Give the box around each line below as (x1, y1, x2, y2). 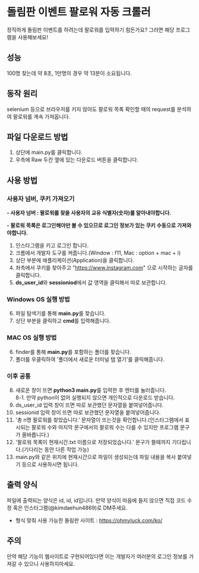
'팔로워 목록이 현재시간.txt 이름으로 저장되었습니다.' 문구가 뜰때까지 (15, 438, 171, 445)
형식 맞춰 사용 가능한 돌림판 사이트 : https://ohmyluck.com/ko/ (15, 517, 163, 524)
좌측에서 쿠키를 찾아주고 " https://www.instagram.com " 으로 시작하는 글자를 (15, 264, 194, 271)
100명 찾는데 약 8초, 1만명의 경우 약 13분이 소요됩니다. (7, 69, 132, 77)
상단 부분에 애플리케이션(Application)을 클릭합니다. (15, 257, 135, 264)
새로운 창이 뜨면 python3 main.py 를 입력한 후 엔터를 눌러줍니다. (15, 387, 166, 394)
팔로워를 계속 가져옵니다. (12, 113, 71, 120)
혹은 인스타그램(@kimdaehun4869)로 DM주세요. (12, 504, 128, 511)
